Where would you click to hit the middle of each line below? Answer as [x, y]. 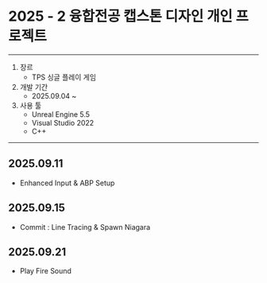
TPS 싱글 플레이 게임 [64, 77]
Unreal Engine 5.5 [60, 114]
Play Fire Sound [45, 271]
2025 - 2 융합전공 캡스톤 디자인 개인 [120, 16]
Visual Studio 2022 [63, 122]
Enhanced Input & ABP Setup [67, 183]
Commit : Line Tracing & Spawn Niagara [85, 227]
